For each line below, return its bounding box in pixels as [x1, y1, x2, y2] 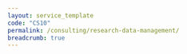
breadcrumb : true [7, 33, 66, 42]
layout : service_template [7, 11, 93, 20]
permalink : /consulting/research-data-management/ [7, 26, 180, 34]
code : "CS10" [7, 19, 51, 27]
